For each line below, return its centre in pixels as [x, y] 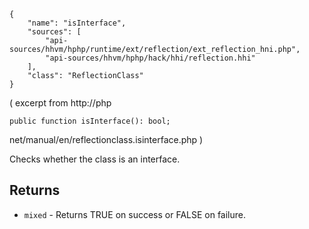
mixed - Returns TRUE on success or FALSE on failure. [135, 214]
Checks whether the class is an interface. [95, 159]
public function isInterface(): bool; [90, 121]
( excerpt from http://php [60, 103]
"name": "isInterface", [77, 23]
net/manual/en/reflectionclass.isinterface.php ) [106, 139]
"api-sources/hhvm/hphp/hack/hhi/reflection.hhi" [150, 58]
